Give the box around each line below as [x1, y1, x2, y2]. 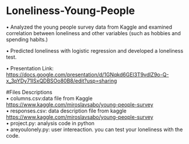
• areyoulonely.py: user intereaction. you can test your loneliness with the [6, 126, 183, 133]
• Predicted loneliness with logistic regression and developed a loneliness [6, 47, 184, 54]
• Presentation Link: [6, 64, 54, 71]
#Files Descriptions [6, 88, 52, 95]
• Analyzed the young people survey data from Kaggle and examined [6, 23, 173, 30]
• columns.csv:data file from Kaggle [6, 95, 93, 102]
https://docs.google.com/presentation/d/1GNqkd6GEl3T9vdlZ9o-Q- [6, 71, 169, 78]
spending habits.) [6, 36, 48, 43]
